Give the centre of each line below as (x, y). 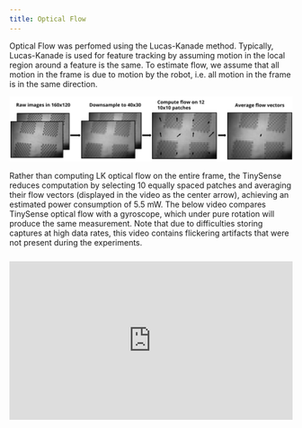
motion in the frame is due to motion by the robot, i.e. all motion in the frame (150, 74)
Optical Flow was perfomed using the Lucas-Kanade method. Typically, (142, 46)
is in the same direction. (53, 84)
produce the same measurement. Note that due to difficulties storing (136, 224)
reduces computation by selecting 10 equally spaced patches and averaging (151, 185)
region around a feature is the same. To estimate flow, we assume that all (145, 65)
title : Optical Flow (48, 19)
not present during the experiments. (76, 243)
